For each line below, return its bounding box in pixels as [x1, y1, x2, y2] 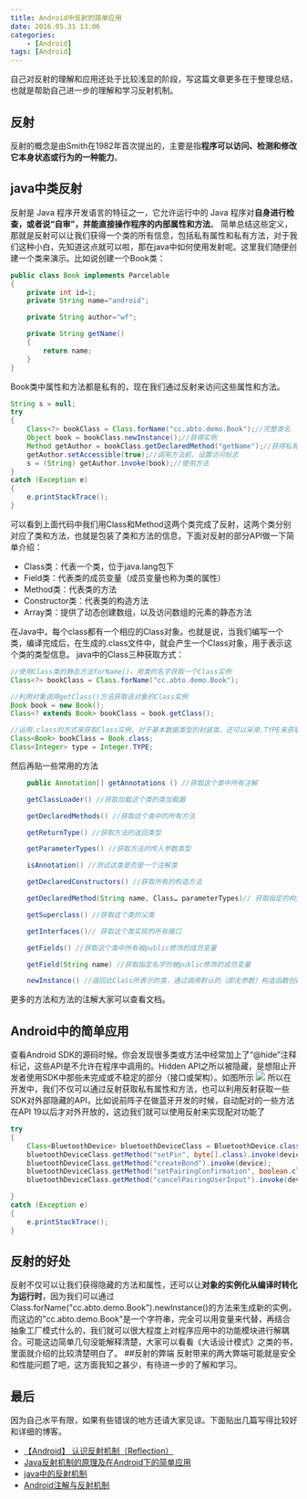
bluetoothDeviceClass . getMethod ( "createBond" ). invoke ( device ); [26, 1158, 272, 1167]
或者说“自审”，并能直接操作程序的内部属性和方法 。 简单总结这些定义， [26, 218, 292, 229]
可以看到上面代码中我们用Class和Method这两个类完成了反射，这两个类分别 [10, 518, 292, 530]
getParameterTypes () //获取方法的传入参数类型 [26, 844, 191, 854]
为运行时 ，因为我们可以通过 [10, 1291, 115, 1302]
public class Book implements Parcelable [10, 270, 170, 280]
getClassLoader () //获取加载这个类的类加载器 [26, 795, 186, 804]
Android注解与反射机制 [23, 1480, 110, 1491]
